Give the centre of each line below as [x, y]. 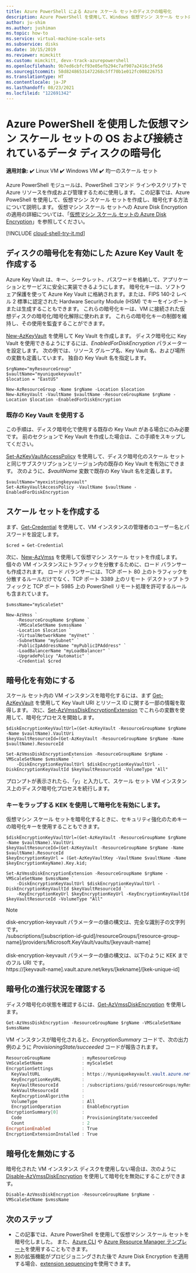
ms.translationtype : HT [35, 77]
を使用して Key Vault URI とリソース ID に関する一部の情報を [107, 703]
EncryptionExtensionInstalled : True [52, 1134]
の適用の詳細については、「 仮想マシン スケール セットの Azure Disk [86, 214]
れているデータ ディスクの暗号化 [83, 153]
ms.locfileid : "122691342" [39, 93]
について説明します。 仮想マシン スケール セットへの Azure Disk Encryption [97, 207]
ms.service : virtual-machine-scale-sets [56, 39]
